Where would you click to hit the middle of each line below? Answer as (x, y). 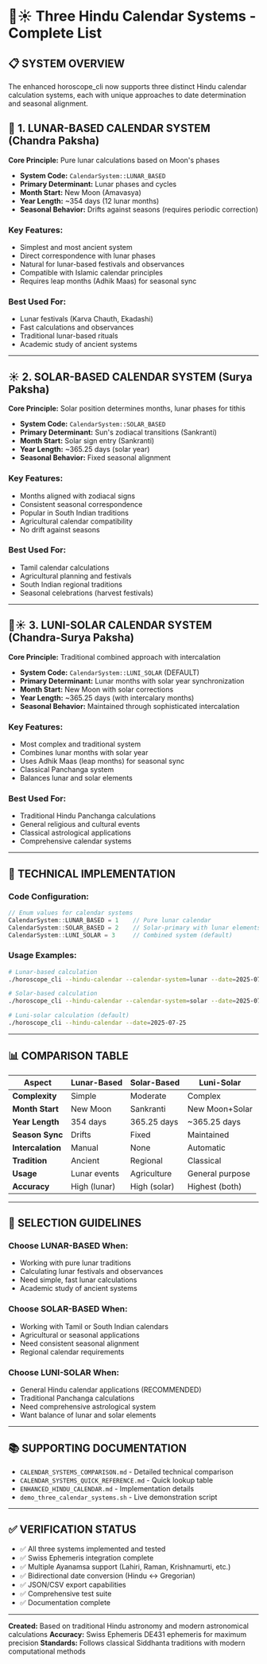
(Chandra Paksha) (54, 141)
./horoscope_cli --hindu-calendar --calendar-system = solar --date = (122, 1001)
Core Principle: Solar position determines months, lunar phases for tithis (127, 408)
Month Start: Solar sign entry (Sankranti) (87, 441)
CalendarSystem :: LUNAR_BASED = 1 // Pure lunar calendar (110, 920)
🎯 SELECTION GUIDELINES (75, 1224)
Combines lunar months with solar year (84, 752)
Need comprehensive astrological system (88, 1407)
